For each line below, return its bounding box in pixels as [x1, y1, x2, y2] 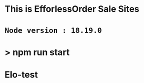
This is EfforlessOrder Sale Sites [4, 3, 140, 15]
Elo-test [4, 69, 38, 80]
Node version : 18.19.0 [4, 26, 102, 35]
